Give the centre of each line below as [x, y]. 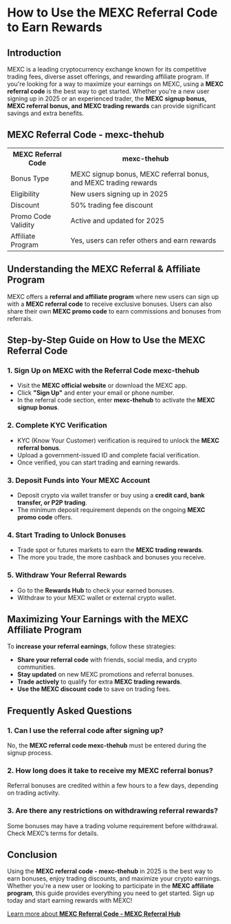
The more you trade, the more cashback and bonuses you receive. [111, 557]
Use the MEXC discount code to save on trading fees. [94, 689]
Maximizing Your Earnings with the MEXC [98, 619]
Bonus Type [30, 178]
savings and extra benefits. [46, 113]
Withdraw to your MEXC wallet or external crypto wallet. [97, 597]
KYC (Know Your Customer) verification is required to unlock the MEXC [118, 440]
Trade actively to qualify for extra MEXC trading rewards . [99, 682]
